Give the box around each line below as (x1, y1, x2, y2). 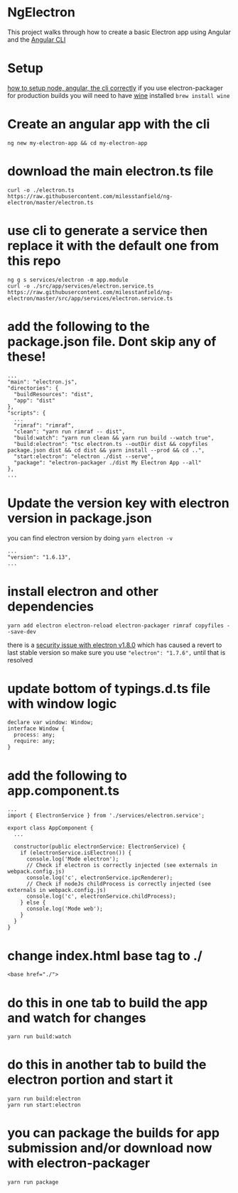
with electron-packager (7, 1155, 151, 1172)
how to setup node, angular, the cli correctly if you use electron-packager (7, 83, 224, 92)
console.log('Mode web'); (26, 905, 103, 913)
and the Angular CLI (7, 35, 66, 43)
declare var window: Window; (7, 719, 94, 726)
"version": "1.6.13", (7, 553, 72, 561)
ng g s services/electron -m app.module (7, 276, 129, 283)
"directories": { (7, 384, 59, 391)
